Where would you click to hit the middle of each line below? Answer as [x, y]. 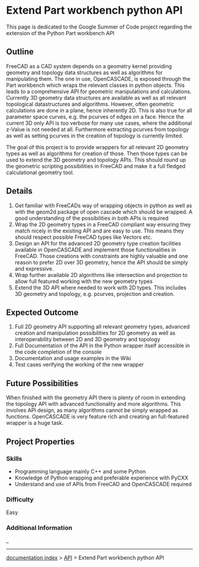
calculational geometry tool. [40, 172]
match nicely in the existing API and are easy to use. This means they [99, 231]
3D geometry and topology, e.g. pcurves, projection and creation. [94, 294]
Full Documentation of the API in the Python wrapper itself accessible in [102, 346]
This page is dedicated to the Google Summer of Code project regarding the [99, 27]
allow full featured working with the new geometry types [84, 281]
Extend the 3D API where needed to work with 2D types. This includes [100, 287]
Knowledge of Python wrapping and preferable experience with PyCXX [101, 478]
